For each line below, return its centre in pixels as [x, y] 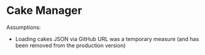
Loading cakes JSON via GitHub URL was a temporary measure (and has [107, 39]
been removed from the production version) [70, 45]
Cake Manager [44, 11]
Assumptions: [24, 27]
